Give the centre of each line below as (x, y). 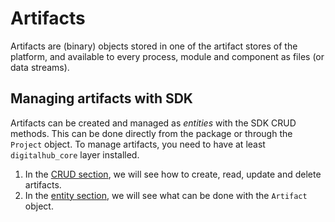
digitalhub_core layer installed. (75, 154)
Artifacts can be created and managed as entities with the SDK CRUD (153, 123)
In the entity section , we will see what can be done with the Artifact (166, 195)
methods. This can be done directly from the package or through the (151, 133)
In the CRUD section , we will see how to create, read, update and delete (173, 174)
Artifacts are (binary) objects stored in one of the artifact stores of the (154, 46)
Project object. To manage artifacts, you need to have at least (138, 144)
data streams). (40, 67)
